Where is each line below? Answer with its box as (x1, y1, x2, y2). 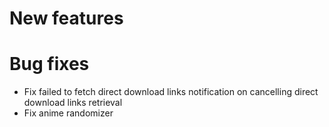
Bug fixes (9, 53, 90, 76)
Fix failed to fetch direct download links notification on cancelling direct (23, 86, 319, 98)
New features (9, 7, 124, 30)
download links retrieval (23, 97, 123, 109)
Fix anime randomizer (23, 107, 114, 119)
